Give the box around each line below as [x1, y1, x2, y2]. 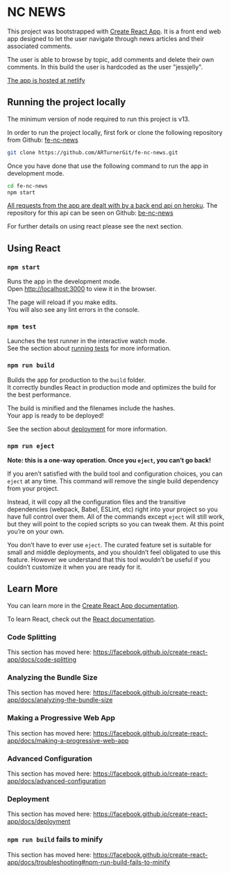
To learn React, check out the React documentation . [7, 615, 156, 623]
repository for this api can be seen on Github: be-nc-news [7, 209, 173, 217]
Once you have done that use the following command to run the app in [7, 161, 209, 170]
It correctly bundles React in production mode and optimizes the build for [7, 383, 216, 391]
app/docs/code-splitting [7, 656, 77, 664]
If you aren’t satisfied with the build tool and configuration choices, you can [7, 469, 223, 478]
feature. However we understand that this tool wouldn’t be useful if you [7, 555, 210, 563]
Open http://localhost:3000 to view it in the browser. [7, 285, 157, 293]
